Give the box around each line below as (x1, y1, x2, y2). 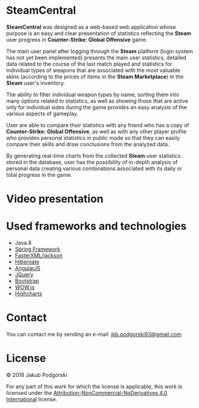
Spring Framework (14, 246, 61, 253)
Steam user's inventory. (6, 79, 66, 87)
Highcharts (14, 290, 42, 297)
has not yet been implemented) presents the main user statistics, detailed (6, 54, 186, 61)
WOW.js (14, 284, 35, 291)
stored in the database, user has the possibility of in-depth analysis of (6, 158, 178, 165)
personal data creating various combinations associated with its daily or (6, 165, 183, 172)
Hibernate (14, 258, 40, 266)
